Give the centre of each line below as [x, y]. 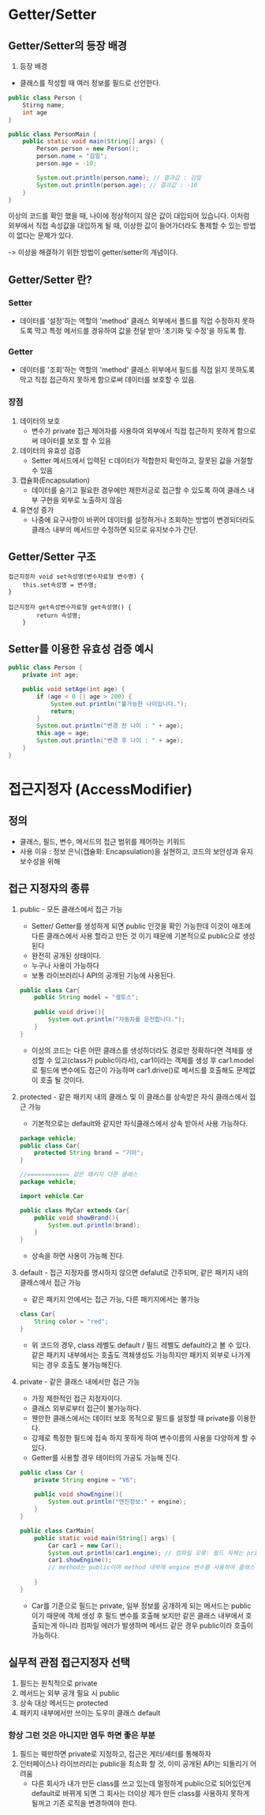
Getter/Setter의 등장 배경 [68, 45]
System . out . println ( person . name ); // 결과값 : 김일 [119, 178]
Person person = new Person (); [88, 149]
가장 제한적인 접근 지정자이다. [77, 1398]
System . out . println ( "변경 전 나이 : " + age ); [110, 726]
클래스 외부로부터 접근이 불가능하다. [86, 1408]
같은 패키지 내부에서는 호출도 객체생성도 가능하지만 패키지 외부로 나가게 [141, 1355]
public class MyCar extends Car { [75, 1210]
